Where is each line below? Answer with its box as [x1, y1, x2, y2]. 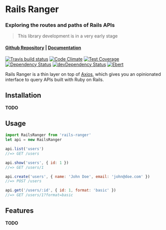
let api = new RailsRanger [5, 137, 62, 143]
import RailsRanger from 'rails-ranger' [5, 132, 92, 137]
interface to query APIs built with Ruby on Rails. [5, 76, 104, 82]
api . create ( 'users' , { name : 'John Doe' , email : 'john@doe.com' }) [5, 174, 150, 179]
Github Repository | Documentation [5, 44, 82, 51]
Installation [5, 91, 41, 100]
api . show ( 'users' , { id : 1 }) [5, 160, 69, 165]
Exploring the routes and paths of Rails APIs [5, 22, 115, 29]
